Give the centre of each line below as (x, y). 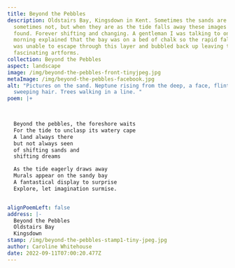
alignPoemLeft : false (39, 208)
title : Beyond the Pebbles (47, 14)
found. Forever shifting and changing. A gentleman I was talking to (117, 33)
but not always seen (43, 143)
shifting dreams (37, 156)
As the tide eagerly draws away (61, 169)
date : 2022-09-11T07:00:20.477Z (54, 253)
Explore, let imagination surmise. (65, 189)
